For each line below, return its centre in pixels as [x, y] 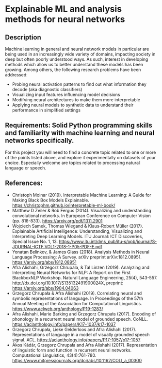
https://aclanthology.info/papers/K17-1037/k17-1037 [64, 324]
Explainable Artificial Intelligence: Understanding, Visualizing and [77, 231]
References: [24, 183]
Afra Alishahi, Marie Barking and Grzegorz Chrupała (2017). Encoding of [84, 314]
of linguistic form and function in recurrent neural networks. [72, 350]
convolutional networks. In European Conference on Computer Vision [81, 216]
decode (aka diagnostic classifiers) [47, 89]
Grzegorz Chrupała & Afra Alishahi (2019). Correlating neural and [77, 293]
